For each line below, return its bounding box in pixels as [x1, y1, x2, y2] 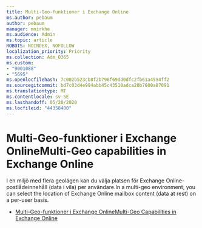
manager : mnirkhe [6, 26, 50, 32]
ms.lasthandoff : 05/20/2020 [6, 99, 78, 105]
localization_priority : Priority [6, 49, 91, 55]
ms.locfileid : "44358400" [6, 105, 72, 111]
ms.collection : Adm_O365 [6, 54, 69, 60]
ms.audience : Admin [6, 32, 56, 38]
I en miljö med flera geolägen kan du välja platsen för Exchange [6, 177, 165, 184]
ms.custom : [6, 60, 34, 66]
